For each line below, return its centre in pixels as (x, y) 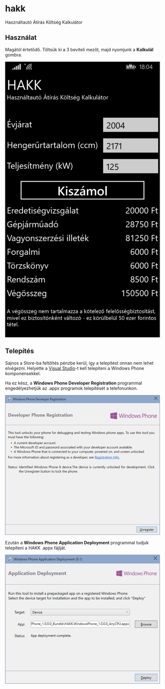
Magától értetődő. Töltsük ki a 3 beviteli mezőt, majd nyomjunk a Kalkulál (79, 49)
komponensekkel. (23, 373)
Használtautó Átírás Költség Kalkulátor (44, 22)
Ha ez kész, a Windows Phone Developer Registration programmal (74, 383)
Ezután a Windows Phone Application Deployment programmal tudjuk (77, 542)
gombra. (14, 55)
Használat (21, 38)
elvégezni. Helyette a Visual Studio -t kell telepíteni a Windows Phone (75, 368)
